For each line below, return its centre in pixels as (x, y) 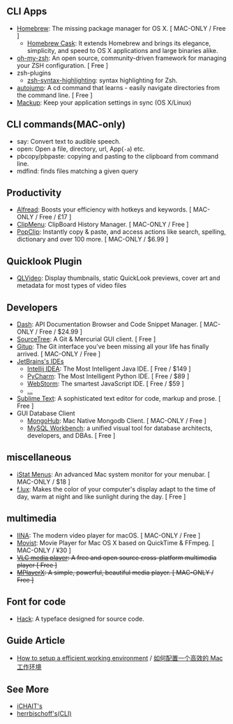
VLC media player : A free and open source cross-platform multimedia (116, 557)
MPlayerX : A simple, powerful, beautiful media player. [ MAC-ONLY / (115, 572)
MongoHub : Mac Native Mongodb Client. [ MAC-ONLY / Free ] (116, 421)
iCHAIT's (29, 706)
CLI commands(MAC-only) (66, 125)
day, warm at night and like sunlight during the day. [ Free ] (101, 496)
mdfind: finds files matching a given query (77, 171)
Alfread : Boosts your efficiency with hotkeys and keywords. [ (104, 209)
